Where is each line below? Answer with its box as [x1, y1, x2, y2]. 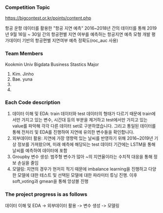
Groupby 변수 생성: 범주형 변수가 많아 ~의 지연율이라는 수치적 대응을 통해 [12, 153, 153, 159]
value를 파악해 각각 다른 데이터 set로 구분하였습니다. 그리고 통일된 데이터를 [12, 122, 156, 129]
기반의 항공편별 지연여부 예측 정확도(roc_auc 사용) [22, 37, 118, 43]
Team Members [5, 50, 43, 57]
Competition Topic [5, 4, 50, 11]
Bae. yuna [12, 76, 33, 82]
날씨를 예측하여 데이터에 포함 [12, 147, 68, 153]
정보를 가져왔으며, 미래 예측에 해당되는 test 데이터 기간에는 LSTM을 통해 [17, 141, 156, 147]
